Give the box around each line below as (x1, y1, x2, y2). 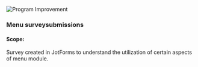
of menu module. (6, 55, 49, 62)
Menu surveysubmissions (6, 20, 84, 29)
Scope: (6, 35, 25, 42)
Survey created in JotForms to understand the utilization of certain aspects (6, 48, 193, 56)
